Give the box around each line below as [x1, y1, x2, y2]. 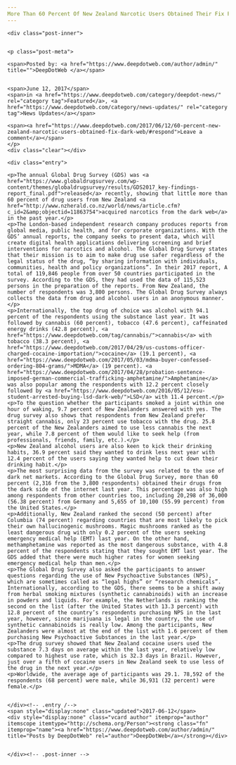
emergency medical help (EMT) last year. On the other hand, [7, 535, 190, 542]
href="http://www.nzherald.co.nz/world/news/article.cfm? [7, 202, 181, 209]
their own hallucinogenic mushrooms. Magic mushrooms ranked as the [7, 523, 212, 530]
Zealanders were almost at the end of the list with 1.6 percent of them [7, 628, 228, 635]
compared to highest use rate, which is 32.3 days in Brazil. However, [7, 652, 221, 659]
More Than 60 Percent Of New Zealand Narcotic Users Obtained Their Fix [7, 10, 225, 18]
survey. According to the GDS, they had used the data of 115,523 [7, 276, 206, 283]
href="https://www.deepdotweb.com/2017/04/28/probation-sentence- [7, 368, 206, 375]
